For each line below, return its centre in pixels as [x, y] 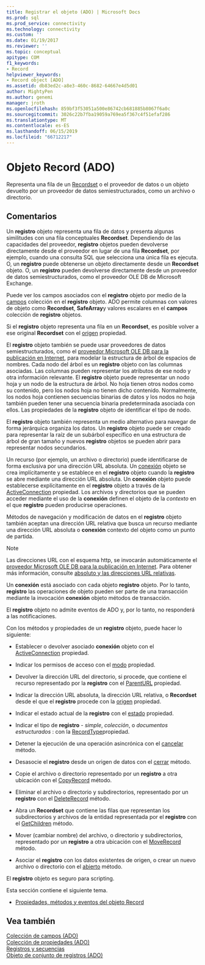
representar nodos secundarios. [47, 448]
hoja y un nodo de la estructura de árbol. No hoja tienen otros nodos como [100, 383]
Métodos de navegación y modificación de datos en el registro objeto [94, 517]
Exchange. [20, 283]
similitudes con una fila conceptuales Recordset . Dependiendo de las [94, 238]
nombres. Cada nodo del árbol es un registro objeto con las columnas [95, 364]
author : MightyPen [30, 92]
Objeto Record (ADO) [61, 167]
